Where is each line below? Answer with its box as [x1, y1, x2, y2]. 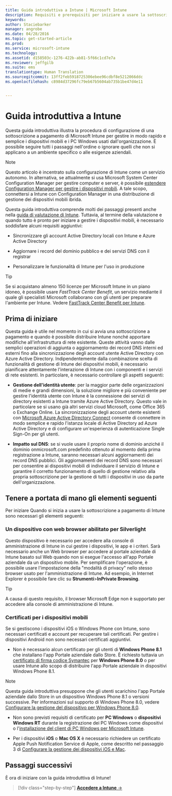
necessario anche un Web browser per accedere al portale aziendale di [5, 548, 156, 555]
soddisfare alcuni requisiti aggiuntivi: [5, 222, 83, 229]
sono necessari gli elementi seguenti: [5, 513, 84, 519]
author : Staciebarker [5, 22, 52, 27]
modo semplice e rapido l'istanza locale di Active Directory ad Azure [12, 420, 157, 426]
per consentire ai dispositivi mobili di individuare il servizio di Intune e [12, 463, 160, 469]
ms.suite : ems [5, 65, 36, 70]
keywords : [5, 17, 27, 22]
